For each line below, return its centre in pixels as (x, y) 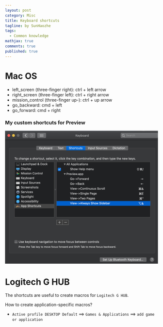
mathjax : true (19, 41)
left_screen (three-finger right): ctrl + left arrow (59, 90)
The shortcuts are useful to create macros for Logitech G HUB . (67, 295)
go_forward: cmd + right (36, 110)
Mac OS (21, 76)
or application (27, 320)
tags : (10, 31)
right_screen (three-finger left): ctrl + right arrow (60, 94)
